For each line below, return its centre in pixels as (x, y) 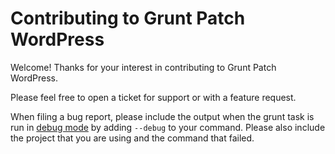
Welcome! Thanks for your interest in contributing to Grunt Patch (143, 67)
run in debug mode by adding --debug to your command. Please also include (168, 127)
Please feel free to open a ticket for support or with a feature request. (153, 97)
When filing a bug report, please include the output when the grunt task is (162, 116)
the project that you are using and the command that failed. (132, 138)
